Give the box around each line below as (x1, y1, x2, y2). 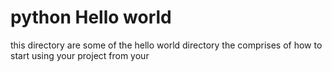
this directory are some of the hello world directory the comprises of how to (10, 39, 323, 51)
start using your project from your (10, 49, 150, 61)
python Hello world (10, 6, 172, 29)
